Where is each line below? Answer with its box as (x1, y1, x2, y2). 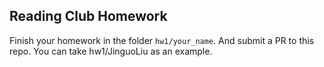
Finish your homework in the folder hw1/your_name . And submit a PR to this (9, 34, 315, 46)
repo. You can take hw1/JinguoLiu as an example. (9, 45, 213, 57)
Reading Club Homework (9, 8, 168, 25)
